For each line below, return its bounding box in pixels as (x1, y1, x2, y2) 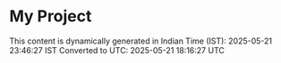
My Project (9, 6, 92, 27)
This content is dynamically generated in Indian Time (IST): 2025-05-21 (9, 35, 273, 46)
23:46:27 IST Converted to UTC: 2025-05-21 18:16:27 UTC (9, 44, 226, 55)
